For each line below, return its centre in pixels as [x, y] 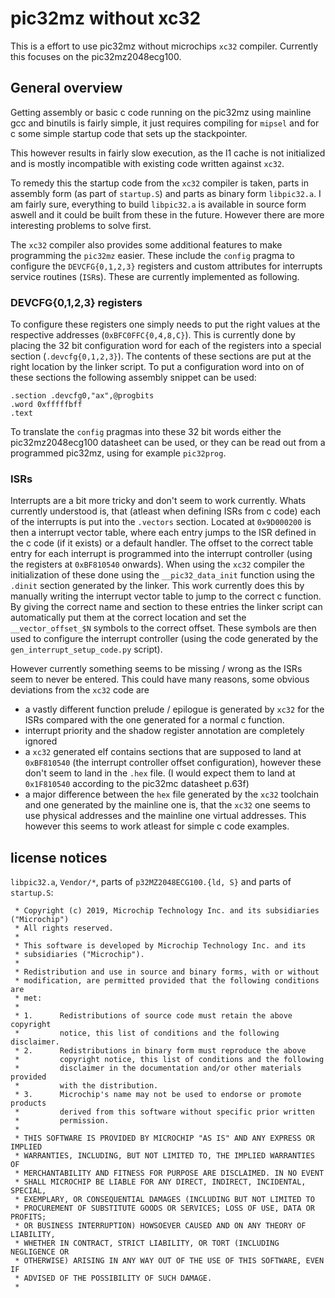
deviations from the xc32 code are [80, 690]
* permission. [62, 1121]
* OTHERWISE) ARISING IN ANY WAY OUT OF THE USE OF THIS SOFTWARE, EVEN [169, 1261]
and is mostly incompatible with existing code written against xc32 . [147, 163]
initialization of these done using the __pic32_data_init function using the [162, 575]
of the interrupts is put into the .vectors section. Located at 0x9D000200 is [161, 522]
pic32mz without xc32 [106, 18]
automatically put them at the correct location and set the [128, 618]
